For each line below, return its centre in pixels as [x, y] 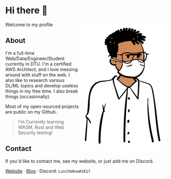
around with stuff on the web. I [38, 75]
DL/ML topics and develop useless [42, 85]
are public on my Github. [31, 111]
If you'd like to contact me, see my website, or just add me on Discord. [80, 161]
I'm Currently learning [41, 122]
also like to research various [35, 80]
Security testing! [35, 132]
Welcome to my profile [29, 25]
